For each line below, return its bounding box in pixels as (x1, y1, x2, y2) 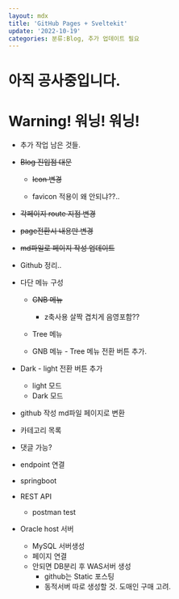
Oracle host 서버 (19, 524, 74, 534)
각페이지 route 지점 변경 (19, 209, 96, 219)
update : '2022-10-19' (8, 27, 81, 35)
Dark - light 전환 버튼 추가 (19, 363, 103, 373)
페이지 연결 (31, 551, 67, 561)
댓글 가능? (19, 443, 52, 452)
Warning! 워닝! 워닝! (8, 112, 140, 130)
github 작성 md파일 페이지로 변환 (19, 408, 125, 418)
